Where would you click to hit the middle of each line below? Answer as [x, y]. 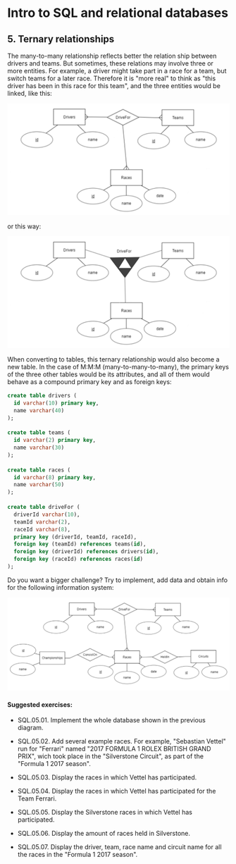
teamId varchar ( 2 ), [42, 522]
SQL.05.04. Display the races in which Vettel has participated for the [117, 791]
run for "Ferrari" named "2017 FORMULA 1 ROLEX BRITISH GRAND [114, 749]
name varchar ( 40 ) [39, 410]
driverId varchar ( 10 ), [47, 514]
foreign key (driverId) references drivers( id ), [86, 552]
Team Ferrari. [37, 798]
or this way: [24, 226]
